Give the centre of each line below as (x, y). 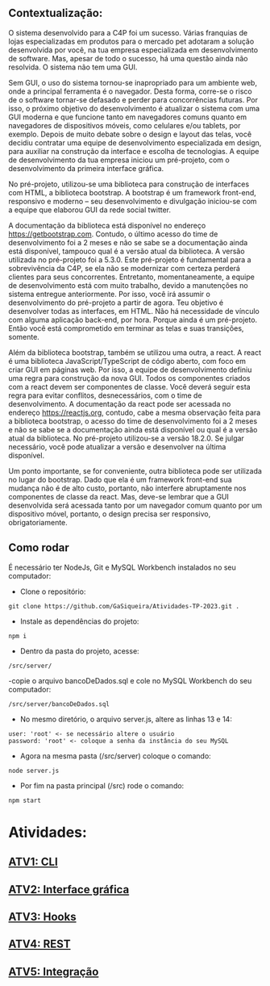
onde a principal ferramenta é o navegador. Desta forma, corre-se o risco (130, 91)
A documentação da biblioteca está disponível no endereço (107, 225)
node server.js (34, 771)
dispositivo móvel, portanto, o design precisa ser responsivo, (110, 514)
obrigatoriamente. (38, 522)
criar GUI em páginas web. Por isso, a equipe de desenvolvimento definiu (130, 370)
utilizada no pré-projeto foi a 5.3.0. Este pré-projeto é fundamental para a (130, 259)
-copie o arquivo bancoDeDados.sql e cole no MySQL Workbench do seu (130, 680)
